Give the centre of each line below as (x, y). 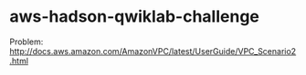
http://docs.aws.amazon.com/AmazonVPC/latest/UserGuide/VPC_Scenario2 (153, 51)
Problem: (26, 42)
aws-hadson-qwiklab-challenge (135, 17)
